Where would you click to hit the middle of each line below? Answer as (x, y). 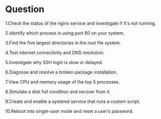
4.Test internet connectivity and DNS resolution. (55, 52)
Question (25, 9)
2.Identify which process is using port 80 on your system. (65, 33)
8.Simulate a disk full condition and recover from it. (58, 91)
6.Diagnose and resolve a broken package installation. (61, 72)
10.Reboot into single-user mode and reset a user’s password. (69, 111)
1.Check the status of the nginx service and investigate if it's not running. (81, 23)
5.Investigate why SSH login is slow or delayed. (54, 62)
